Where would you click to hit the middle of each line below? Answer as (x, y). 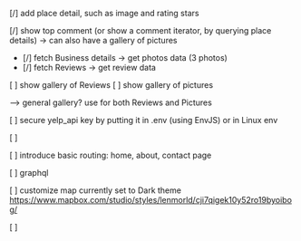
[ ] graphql (29, 173)
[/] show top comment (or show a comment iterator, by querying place (141, 30)
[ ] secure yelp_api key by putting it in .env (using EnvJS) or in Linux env (144, 120)
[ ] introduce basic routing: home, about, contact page (111, 155)
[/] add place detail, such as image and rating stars (104, 13)
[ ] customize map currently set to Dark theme (95, 190)
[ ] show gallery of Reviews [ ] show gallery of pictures (112, 85)
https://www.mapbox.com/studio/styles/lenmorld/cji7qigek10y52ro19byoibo (151, 200)
